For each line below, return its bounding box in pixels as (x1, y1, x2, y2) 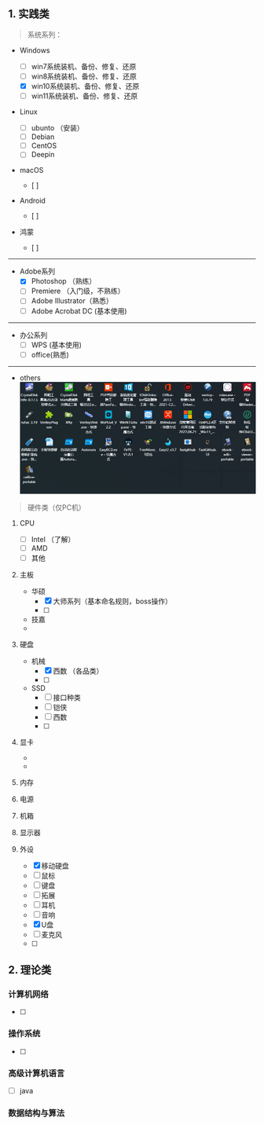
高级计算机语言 (8, 1068, 65, 1079)
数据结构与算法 (8, 1107, 65, 1118)
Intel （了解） (31, 534, 75, 544)
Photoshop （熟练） (31, 277, 97, 286)
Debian (31, 132, 55, 141)
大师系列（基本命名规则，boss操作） (53, 596, 173, 606)
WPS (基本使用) (31, 340, 82, 350)
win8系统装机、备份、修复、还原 (31, 71, 137, 81)
